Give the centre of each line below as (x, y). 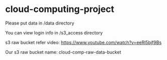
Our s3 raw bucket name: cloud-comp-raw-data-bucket (63, 52)
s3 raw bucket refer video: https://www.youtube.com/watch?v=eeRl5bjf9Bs (83, 42)
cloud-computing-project (60, 9)
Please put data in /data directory (40, 23)
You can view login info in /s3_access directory (54, 32)
